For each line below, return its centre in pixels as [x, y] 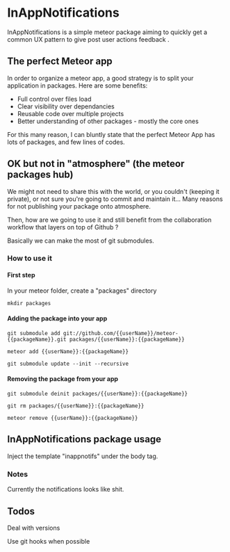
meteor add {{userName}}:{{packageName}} [68, 351]
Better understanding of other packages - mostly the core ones [108, 121]
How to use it [30, 259]
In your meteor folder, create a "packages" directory [82, 291]
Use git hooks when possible [49, 542]
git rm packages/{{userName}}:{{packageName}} [76, 406]
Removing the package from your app [63, 379]
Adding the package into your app [57, 318]
